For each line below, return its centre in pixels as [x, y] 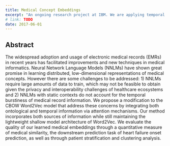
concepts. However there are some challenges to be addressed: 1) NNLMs [83, 79]
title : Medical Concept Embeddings [43, 10]
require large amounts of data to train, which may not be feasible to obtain [83, 84]
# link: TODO [19, 19]
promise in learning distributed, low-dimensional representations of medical [85, 73]
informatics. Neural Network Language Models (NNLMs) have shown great [84, 68]
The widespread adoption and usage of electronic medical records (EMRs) [83, 57]
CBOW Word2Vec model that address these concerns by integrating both [82, 106]
